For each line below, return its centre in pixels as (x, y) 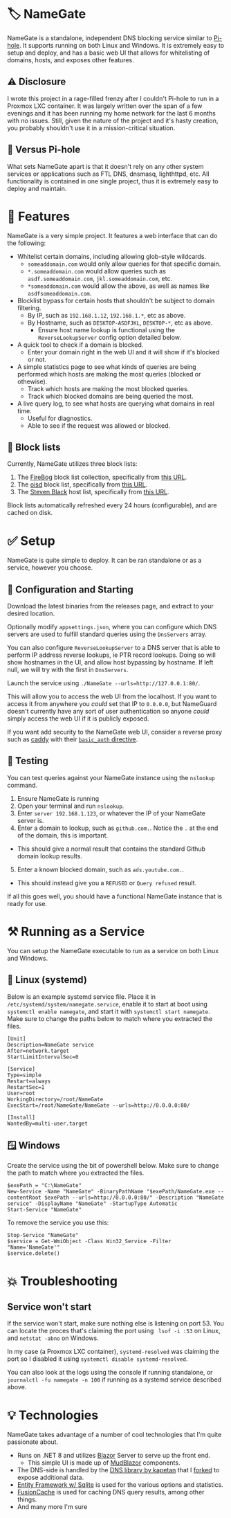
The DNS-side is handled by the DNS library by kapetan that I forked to (118, 1470)
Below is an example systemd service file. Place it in (82, 996)
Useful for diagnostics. (60, 418)
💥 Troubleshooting (62, 1281)
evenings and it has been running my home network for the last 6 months (112, 113)
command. (22, 785)
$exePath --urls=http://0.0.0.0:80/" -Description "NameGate (134, 1198)
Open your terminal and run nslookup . (71, 806)
